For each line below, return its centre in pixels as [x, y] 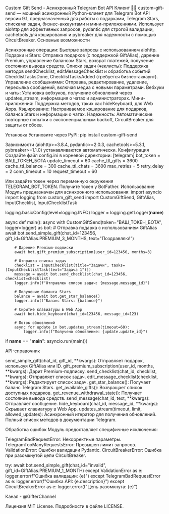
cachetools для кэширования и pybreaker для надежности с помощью [81, 35]
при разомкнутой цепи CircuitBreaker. [46, 455]
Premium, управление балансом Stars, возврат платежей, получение [79, 60]
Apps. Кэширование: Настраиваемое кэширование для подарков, [76, 109]
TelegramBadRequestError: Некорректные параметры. [63, 439]
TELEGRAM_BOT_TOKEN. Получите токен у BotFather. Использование [80, 186]
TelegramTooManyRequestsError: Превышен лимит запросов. [71, 445]
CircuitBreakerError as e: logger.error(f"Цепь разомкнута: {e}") [71, 487]
